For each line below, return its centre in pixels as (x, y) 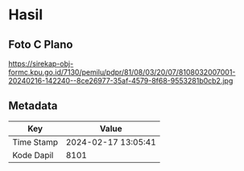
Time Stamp (35, 142)
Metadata (33, 106)
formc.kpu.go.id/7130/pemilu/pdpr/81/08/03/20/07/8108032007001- (122, 72)
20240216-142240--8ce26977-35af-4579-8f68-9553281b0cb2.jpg (121, 81)
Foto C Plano (41, 45)
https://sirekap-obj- (41, 63)
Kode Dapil (33, 155)
